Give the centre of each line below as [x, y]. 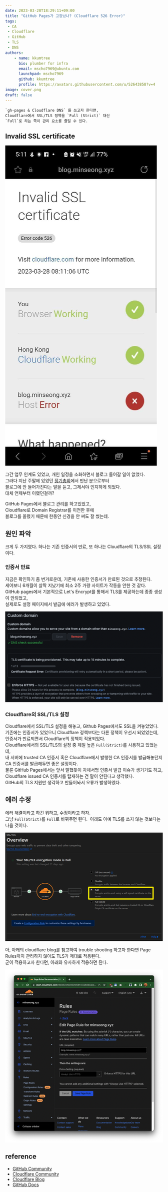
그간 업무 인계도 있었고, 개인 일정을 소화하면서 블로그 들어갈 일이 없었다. [75, 474]
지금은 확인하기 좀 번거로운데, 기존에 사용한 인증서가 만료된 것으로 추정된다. [78, 579]
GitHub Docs [25, 1184]
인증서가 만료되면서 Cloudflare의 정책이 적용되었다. [55, 739]
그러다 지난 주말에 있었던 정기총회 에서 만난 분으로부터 [57, 481]
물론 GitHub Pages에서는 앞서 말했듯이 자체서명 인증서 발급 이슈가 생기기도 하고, [84, 770]
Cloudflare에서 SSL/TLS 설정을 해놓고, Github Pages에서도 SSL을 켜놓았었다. [82, 726]
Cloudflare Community [36, 1174]
